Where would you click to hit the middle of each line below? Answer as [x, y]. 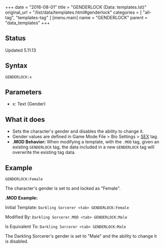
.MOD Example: [21, 198]
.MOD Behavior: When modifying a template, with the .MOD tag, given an [86, 142]
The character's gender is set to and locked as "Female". [63, 188]
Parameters [23, 92]
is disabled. [17, 242]
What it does [25, 120]
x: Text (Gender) [29, 104]
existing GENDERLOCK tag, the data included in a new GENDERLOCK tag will [83, 147]
